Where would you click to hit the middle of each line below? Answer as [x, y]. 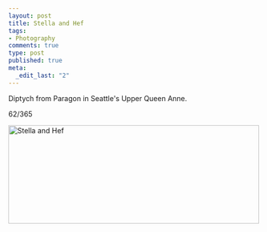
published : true [35, 61]
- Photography [32, 38]
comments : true [34, 46]
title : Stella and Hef [46, 23]
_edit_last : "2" [42, 75]
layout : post [30, 16]
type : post [26, 53]
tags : [17, 31]
